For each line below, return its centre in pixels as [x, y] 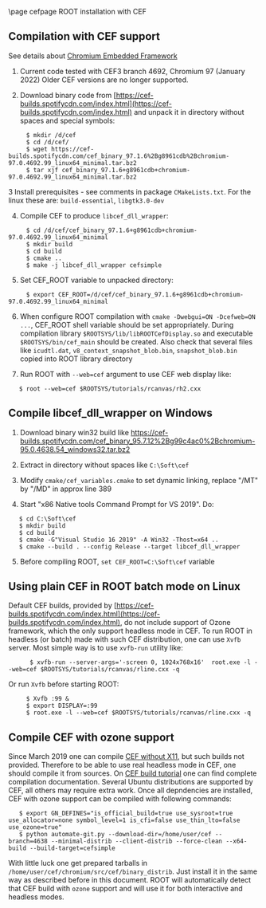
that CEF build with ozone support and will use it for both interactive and [125, 889]
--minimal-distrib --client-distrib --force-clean [137, 841]
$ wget [37, 149]
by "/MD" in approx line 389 [66, 489]
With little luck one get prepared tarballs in [78, 863]
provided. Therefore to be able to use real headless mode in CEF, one [122, 765]
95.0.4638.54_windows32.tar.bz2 [75, 449]
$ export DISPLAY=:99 [62, 706]
